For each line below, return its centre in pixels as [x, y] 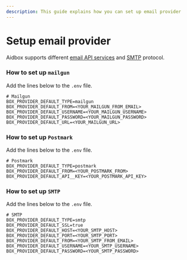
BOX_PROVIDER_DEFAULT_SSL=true [45, 226]
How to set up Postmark [39, 137]
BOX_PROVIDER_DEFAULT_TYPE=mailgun [50, 101]
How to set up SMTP [33, 191]
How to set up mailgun [38, 73]
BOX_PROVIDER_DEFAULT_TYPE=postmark [51, 166]
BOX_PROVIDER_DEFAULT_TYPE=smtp [46, 220]
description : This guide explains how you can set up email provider [94, 12]
